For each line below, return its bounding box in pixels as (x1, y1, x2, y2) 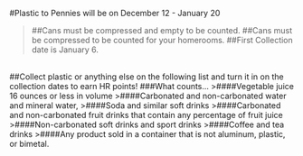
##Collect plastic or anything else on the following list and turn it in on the (9, 71, 284, 82)
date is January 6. (31, 44, 99, 55)
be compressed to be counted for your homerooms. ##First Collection (31, 35, 294, 45)
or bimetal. (9, 139, 50, 149)
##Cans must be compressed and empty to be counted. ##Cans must (31, 25, 292, 35)
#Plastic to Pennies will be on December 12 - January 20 (9, 8, 221, 18)
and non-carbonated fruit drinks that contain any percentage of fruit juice (9, 110, 283, 120)
